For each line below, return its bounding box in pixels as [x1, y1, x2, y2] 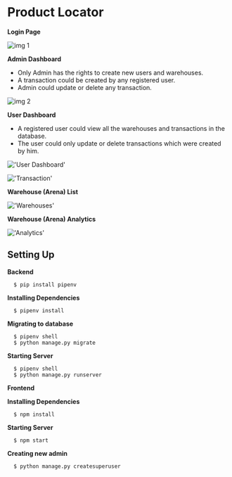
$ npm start [13, 437, 49, 444]
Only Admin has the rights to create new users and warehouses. [17, 68, 204, 77]
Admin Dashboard [7, 54, 62, 63]
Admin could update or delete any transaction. [17, 83, 153, 91]
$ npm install [13, 411, 55, 418]
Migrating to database [7, 319, 74, 328]
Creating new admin [7, 449, 68, 457]
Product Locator [7, 4, 104, 20]
